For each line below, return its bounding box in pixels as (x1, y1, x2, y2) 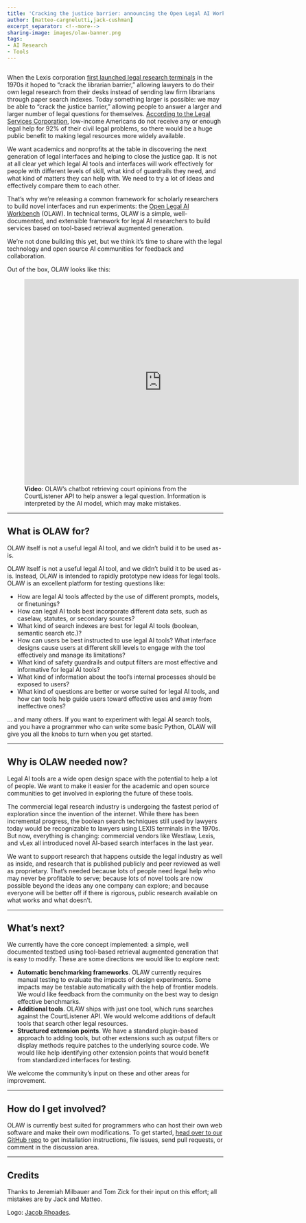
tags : (7, 36, 23, 43)
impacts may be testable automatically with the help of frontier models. (16, 983, 218, 991)
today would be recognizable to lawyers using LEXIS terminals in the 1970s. (7, 824, 221, 832)
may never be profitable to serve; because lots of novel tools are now (7, 874, 204, 882)
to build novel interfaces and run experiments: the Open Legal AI (7, 202, 190, 210)
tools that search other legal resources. (16, 1020, 128, 1028)
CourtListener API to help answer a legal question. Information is (24, 492, 207, 500)
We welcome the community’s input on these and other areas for (7, 1069, 190, 1077)
